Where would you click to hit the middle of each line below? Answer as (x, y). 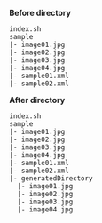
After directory (37, 100)
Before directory (40, 13)
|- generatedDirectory (51, 179)
